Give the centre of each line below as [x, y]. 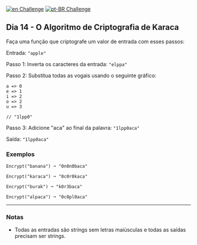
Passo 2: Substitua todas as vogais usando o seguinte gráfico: [81, 75]
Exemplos [21, 154]
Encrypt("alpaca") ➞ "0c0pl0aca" [47, 197]
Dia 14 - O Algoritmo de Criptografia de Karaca [93, 27]
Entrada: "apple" [26, 53]
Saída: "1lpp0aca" [28, 139]
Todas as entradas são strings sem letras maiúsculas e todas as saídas [100, 230]
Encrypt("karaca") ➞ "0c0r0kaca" [47, 177]
